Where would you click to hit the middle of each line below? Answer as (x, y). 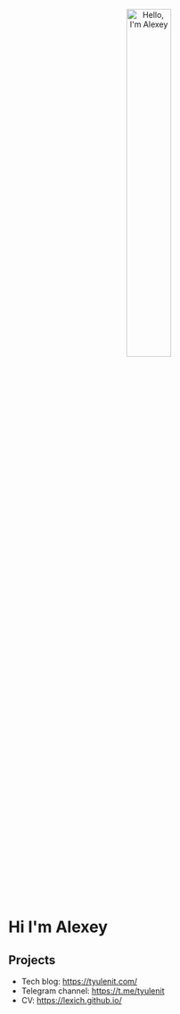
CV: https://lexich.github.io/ (71, 1000)
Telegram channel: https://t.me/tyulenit (93, 991)
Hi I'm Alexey (58, 927)
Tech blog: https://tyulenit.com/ (79, 981)
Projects (32, 960)
